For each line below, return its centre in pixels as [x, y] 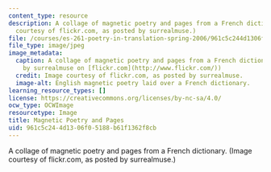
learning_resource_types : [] [57, 90]
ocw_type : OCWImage [41, 105]
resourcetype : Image [43, 113]
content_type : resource [48, 16]
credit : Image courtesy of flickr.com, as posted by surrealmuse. [129, 76]
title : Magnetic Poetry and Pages [67, 121]
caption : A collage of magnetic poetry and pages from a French [126, 61]
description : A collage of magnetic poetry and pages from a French [126, 23]
